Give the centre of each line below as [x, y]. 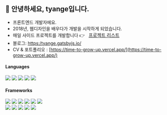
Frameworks [19, 90]
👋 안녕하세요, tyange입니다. [47, 9]
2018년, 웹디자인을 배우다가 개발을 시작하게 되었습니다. [67, 28]
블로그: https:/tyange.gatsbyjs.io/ [47, 43]
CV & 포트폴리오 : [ [32, 49]
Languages [17, 67]
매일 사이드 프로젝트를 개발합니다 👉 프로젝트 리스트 [66, 35]
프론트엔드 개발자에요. [35, 22]
